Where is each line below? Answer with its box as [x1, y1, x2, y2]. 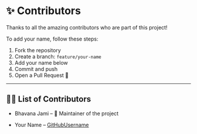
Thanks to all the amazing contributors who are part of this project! [6, 24, 168, 31]
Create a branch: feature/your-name [14, 53, 101, 60]
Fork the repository [14, 46, 62, 53]
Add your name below [14, 59, 69, 66]
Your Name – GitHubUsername [14, 121, 89, 128]
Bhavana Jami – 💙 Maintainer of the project [14, 110, 119, 117]
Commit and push [14, 65, 58, 72]
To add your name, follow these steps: [6, 35, 98, 42]
